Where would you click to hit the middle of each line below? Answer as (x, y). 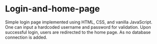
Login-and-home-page (52, 9)
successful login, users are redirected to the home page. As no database (78, 32)
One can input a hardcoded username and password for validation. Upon (78, 27)
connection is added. (26, 37)
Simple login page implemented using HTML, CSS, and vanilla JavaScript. (79, 22)
